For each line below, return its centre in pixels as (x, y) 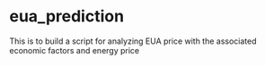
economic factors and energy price (75, 50)
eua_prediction (66, 16)
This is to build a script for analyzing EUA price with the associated (133, 41)
